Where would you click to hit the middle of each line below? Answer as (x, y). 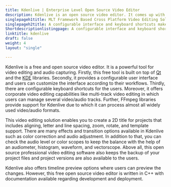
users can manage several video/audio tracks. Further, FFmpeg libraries (81, 99)
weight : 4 (16, 43)
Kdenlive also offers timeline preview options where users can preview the (83, 168)
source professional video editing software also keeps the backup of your (82, 152)
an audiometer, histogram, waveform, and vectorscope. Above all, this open (85, 147)
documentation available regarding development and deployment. (74, 178)
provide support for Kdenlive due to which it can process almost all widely (83, 104)
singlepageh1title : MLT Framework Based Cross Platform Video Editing (82, 19)
